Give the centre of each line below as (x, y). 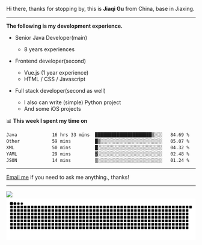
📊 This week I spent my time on (47, 121)
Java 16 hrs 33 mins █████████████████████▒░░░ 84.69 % (98, 135)
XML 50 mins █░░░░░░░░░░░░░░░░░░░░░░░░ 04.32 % (98, 147)
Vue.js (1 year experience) (56, 73)
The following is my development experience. (65, 26)
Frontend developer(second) (50, 61)
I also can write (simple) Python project (72, 102)
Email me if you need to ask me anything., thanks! (68, 178)
